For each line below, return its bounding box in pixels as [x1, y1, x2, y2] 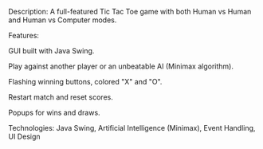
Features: [8, 31, 40, 40]
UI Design [8, 131, 41, 141]
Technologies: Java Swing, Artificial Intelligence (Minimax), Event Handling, [8, 124, 256, 132]
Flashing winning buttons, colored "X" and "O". [8, 77, 163, 86]
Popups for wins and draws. [8, 108, 101, 117]
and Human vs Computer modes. [8, 15, 117, 25]
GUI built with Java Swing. [8, 46, 95, 55]
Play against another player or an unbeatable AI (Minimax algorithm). [8, 61, 234, 71]
